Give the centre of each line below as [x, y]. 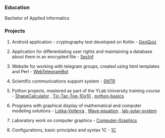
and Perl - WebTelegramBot [40, 71]
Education [17, 7]
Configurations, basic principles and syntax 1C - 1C [64, 130]
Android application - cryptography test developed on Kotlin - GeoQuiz [84, 42]
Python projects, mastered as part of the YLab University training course [86, 91]
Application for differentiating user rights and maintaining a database [82, 51]
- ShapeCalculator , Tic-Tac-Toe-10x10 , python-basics [68, 96]
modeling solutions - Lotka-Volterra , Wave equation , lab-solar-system [84, 111]
